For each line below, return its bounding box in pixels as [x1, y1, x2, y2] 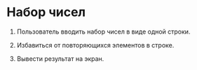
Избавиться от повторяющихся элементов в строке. [16, 41, 175, 49]
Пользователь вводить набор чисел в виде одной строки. [16, 27, 191, 36]
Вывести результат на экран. [16, 54, 104, 63]
